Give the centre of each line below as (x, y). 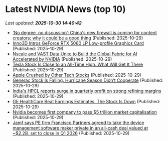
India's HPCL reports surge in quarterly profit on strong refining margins (87, 91)
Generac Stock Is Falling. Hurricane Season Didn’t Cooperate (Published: (88, 80)
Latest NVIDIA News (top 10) (66, 9)
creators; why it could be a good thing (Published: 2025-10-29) (78, 38)
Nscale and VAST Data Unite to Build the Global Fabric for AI (75, 54)
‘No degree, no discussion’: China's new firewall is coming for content (85, 32)
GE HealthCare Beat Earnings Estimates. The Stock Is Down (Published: (86, 101)
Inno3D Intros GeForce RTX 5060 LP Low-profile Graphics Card (78, 43)
